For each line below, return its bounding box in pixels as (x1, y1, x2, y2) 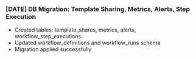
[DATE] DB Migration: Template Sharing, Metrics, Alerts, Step (5, 5, 190, 13)
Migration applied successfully (14, 46, 92, 53)
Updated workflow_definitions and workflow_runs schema (14, 39, 161, 47)
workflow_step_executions (14, 33, 82, 40)
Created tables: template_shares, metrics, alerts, (14, 26, 136, 33)
